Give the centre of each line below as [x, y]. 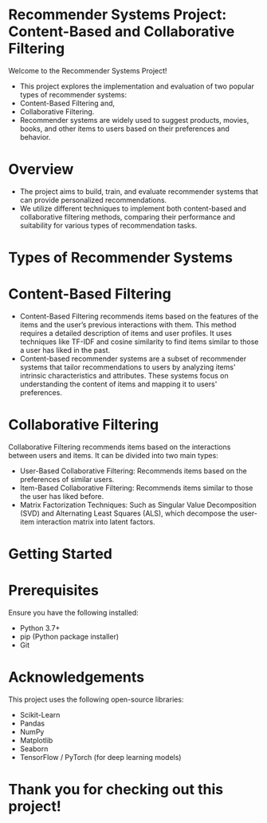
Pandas [32, 723]
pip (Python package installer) [69, 637]
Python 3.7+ [40, 628]
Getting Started [61, 554]
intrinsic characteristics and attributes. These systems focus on [124, 376]
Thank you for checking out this [116, 790]
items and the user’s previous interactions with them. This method [128, 324]
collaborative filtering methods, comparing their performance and [128, 216]
